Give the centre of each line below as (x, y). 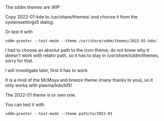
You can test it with (25, 105)
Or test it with (19, 32)
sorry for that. (19, 61)
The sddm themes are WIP (32, 7)
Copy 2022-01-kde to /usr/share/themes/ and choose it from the (72, 17)
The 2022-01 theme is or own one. (41, 95)
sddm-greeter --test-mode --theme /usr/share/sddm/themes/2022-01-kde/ (81, 41)
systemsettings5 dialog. (30, 22)
